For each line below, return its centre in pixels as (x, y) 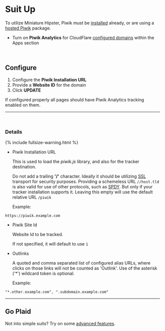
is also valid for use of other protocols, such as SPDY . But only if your (82, 187)
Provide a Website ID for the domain (49, 85)
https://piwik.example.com (33, 216)
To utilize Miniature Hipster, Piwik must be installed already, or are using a (80, 23)
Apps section (26, 43)
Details (14, 132)
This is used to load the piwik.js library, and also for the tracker (76, 162)
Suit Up (20, 9)
